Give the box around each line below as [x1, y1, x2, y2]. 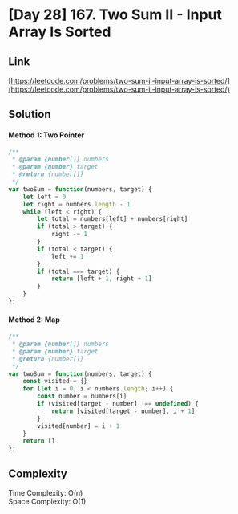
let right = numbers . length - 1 [22, 200, 131, 208]
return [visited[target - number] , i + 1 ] [50, 407, 196, 415]
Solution [8, 108, 51, 121]
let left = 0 [22, 193, 67, 201]
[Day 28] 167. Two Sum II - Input [8, 6, 223, 24]
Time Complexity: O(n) [8, 487, 83, 497]
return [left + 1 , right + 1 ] [50, 275, 152, 283]
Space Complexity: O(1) [8, 496, 87, 506]
